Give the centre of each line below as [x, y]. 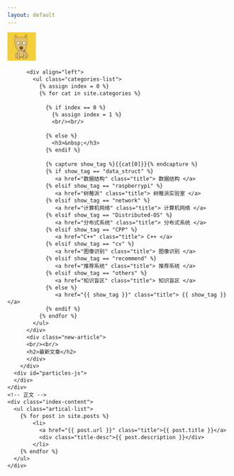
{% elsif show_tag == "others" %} [96, 273]
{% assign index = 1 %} [87, 114]
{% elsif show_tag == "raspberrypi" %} [104, 186]
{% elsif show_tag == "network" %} [98, 200]
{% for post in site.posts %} [65, 416]
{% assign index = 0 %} [74, 86]
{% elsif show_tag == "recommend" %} [101, 259]
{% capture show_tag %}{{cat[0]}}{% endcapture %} [122, 164]
